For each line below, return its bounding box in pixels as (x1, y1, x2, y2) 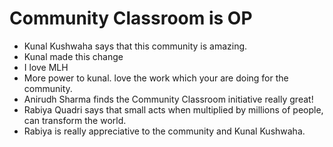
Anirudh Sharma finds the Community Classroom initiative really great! (23, 93, 314, 105)
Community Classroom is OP (9, 7, 253, 30)
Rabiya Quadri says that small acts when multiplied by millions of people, (23, 103, 324, 116)
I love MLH (23, 61, 69, 73)
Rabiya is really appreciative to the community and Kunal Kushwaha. (23, 125, 306, 137)
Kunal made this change (23, 50, 124, 62)
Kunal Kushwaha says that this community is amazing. (23, 40, 248, 52)
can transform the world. (23, 114, 127, 126)
